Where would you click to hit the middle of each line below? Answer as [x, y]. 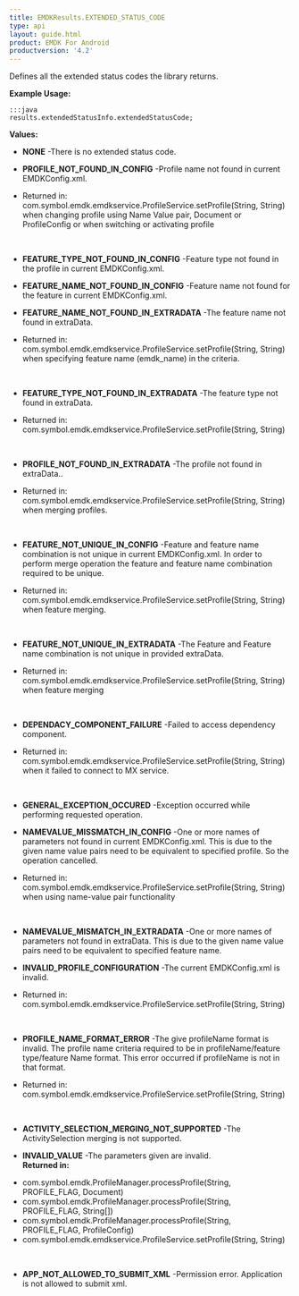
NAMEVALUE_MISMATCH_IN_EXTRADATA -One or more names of [147, 932]
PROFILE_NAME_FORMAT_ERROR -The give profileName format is [145, 1039]
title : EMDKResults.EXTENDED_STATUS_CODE [87, 17]
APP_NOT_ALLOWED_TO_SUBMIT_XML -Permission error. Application [152, 1275]
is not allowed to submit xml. [75, 1283]
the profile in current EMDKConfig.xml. [93, 268]
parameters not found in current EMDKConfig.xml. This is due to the [147, 842]
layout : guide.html [46, 34]
